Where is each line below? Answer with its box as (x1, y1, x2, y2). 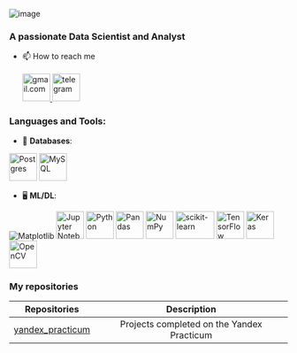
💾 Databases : (21, 135, 72, 146)
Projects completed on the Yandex (119, 318, 263, 330)
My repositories (9, 280, 80, 292)
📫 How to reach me (21, 51, 95, 62)
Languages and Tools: (9, 115, 106, 127)
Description (165, 303, 217, 315)
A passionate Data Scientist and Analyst (9, 30, 186, 42)
